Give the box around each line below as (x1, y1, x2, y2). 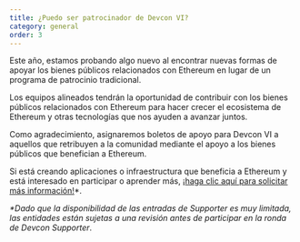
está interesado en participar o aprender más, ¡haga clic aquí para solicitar (9, 176, 288, 187)
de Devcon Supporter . (9, 222, 93, 233)
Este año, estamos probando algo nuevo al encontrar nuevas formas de (9, 55, 277, 66)
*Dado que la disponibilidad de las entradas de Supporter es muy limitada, (9, 203, 292, 214)
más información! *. (9, 186, 83, 197)
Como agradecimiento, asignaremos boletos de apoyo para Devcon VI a (9, 129, 279, 140)
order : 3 (9, 30, 43, 39)
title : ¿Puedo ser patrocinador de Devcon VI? (9, 13, 189, 23)
